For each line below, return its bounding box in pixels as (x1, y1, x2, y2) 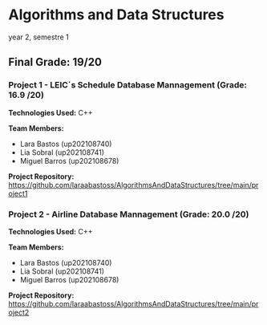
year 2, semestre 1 (8, 32, 70, 42)
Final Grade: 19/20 (8, 55, 103, 69)
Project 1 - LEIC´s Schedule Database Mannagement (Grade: (8, 79, 247, 91)
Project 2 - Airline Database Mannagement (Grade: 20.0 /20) (8, 209, 249, 220)
